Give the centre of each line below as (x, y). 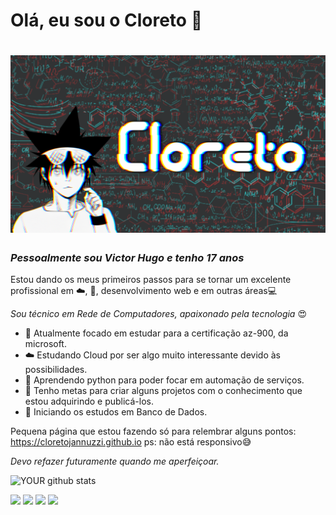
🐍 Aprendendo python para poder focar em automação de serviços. (164, 380)
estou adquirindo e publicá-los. (89, 401)
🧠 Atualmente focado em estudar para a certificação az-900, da (156, 333)
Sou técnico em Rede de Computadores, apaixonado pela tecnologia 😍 (158, 314)
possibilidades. (56, 370)
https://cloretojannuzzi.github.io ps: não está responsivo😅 (131, 442)
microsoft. (45, 344)
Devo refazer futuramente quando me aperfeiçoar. (115, 461)
